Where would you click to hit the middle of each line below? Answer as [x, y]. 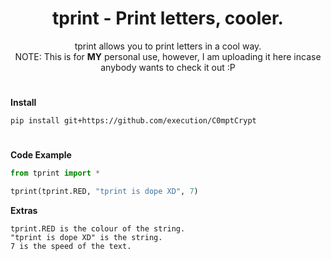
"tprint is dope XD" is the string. [86, 238]
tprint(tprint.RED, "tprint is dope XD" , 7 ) [104, 192]
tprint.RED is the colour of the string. [98, 229]
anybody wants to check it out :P [168, 67]
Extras [24, 211]
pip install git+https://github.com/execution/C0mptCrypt [133, 121]
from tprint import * [55, 173]
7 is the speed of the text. [71, 247]
